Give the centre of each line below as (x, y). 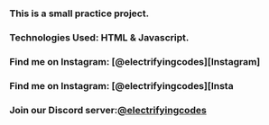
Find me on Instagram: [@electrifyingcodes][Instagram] (135, 61)
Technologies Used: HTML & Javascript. (99, 37)
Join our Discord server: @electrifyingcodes (108, 110)
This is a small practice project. (79, 13)
